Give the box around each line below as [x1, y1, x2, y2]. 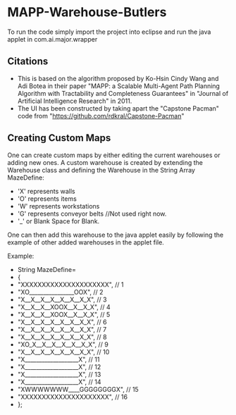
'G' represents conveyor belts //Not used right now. [17, 209, 167, 218]
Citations [7, 56, 49, 68]
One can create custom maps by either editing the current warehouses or [7, 151, 221, 159]
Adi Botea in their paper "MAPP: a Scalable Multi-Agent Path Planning [17, 82, 221, 90]
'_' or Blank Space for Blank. [17, 216, 100, 225]
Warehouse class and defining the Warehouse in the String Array [7, 166, 196, 174]
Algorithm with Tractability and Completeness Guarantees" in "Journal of [17, 89, 229, 97]
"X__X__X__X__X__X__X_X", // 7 [17, 325, 107, 333]
